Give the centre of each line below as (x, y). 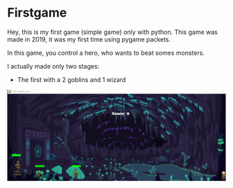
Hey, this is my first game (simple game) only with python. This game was (113, 32)
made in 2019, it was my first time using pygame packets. (89, 39)
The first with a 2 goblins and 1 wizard (71, 79)
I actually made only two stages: (53, 66)
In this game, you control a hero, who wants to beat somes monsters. (106, 53)
